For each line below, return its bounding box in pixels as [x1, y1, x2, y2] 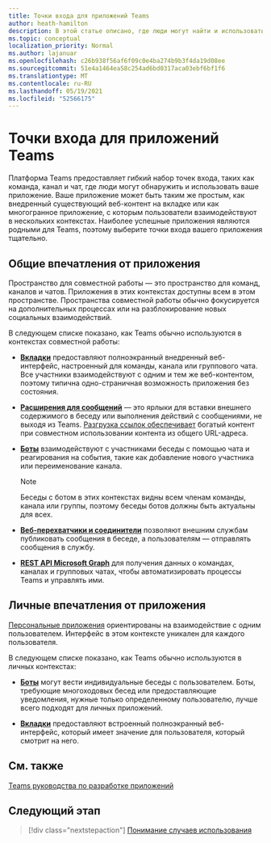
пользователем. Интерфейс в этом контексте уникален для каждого [8, 628, 245, 639]
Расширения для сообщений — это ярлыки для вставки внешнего [19, 403, 252, 412]
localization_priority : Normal [8, 42, 114, 50]
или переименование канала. [19, 462, 123, 470]
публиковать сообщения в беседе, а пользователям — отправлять [19, 534, 252, 543]
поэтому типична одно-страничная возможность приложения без [19, 378, 250, 388]
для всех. [19, 510, 53, 519]
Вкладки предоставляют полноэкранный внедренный [19, 352, 208, 362]
